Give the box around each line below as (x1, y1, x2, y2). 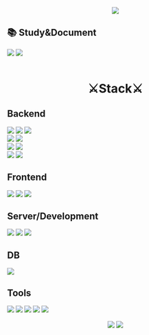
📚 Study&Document (7, 27, 97, 38)
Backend (7, 108, 46, 119)
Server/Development (7, 211, 99, 222)
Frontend (7, 172, 47, 183)
